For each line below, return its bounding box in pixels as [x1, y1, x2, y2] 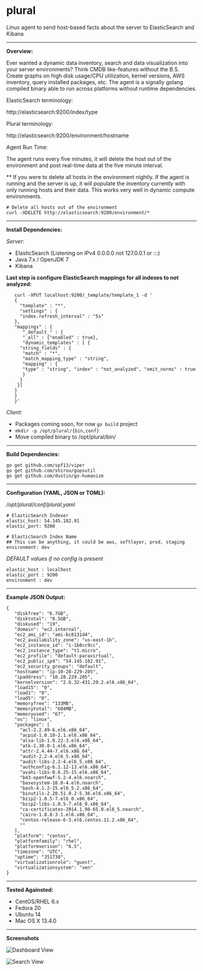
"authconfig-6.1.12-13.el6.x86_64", [19, 763, 112, 770]
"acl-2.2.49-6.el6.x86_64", [19, 727, 91, 733]
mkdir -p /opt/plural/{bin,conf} [14, 428, 100, 434]
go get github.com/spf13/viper [6, 462, 85, 468]
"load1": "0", [14, 690, 50, 696]
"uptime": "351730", [14, 854, 66, 860]
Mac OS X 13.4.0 [14, 917, 57, 924]
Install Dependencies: [6, 226, 62, 233]
